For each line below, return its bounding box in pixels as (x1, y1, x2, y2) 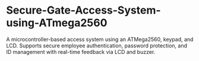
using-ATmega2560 (6, 16, 108, 30)
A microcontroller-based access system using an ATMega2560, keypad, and (6, 36, 194, 43)
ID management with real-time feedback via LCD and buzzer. (6, 48, 156, 55)
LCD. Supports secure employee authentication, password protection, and (6, 42, 188, 49)
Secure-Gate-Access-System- (6, 4, 162, 17)
